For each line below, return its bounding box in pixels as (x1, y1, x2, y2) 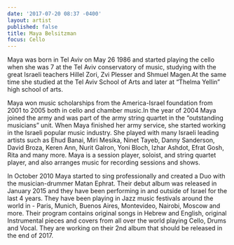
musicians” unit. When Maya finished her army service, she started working (7, 121, 226, 129)
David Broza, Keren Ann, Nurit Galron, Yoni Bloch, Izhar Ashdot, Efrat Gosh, (7, 143, 224, 152)
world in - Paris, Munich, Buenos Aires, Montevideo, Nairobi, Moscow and (7, 202, 221, 210)
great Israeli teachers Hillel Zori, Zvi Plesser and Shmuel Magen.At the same (7, 71, 226, 79)
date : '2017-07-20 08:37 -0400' (7, 10, 102, 17)
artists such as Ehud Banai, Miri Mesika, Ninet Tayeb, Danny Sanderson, (7, 136, 215, 144)
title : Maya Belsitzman (7, 29, 77, 37)
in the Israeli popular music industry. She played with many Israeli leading (7, 129, 219, 137)
